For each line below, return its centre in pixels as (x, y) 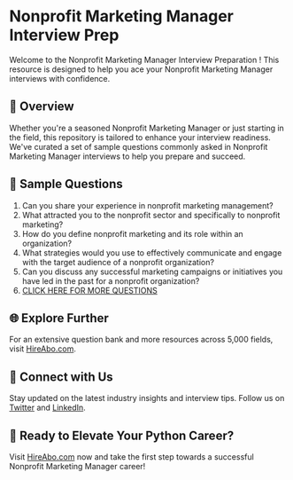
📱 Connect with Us (61, 377)
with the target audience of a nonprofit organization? (118, 262)
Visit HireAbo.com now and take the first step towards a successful (131, 457)
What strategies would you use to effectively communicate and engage (152, 252)
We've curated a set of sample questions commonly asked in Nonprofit (139, 146)
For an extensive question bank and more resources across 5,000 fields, (141, 340)
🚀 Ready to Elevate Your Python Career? (122, 435)
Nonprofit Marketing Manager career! (77, 466)
